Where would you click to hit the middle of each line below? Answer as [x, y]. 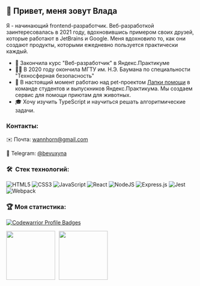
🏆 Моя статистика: [36, 207]
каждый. [17, 51]
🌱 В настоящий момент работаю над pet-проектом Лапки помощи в [102, 82]
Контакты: [23, 126]
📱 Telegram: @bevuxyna [37, 154]
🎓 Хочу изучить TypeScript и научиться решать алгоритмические [100, 101]
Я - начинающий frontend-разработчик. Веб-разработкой [80, 25]
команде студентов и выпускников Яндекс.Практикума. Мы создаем [104, 89]
